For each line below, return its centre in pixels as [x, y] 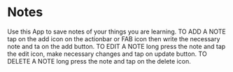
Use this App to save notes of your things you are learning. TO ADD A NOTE [116, 31]
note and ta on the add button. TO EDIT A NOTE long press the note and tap [116, 46]
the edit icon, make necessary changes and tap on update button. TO [107, 54]
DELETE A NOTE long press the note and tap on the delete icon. [99, 61]
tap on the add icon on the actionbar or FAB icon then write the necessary [114, 38]
